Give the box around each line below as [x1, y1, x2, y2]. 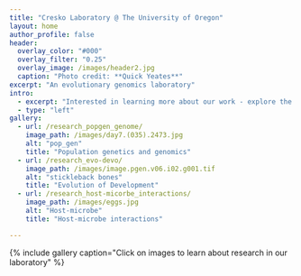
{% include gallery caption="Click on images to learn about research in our [9, 247, 288, 258]
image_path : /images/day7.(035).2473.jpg [25, 131, 183, 140]
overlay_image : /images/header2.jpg [17, 64, 155, 73]
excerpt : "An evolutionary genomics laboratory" [9, 80, 196, 89]
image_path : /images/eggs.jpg [25, 198, 140, 207]
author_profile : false [9, 30, 95, 39]
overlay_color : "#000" [17, 47, 103, 56]
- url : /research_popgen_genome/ [17, 123, 143, 132]
